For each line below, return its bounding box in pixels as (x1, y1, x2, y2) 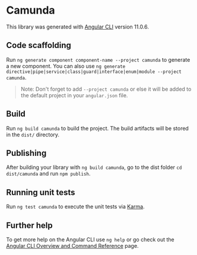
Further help (6, 220, 53, 230)
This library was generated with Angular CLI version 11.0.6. (6, 23, 150, 30)
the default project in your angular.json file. (20, 91, 128, 98)
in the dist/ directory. (6, 131, 60, 138)
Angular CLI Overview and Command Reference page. (6, 243, 139, 249)
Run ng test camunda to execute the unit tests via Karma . (6, 203, 145, 211)
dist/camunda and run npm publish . (6, 170, 91, 177)
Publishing (6, 148, 47, 158)
